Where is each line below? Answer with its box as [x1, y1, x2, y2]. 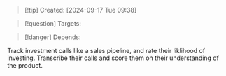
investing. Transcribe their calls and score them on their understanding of [7, 54, 219, 62]
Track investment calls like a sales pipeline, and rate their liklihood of [7, 47, 205, 54]
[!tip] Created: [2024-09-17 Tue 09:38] [24, 6, 137, 14]
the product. [7, 61, 43, 69]
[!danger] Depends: [24, 33, 81, 41]
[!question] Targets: [24, 20, 82, 27]
